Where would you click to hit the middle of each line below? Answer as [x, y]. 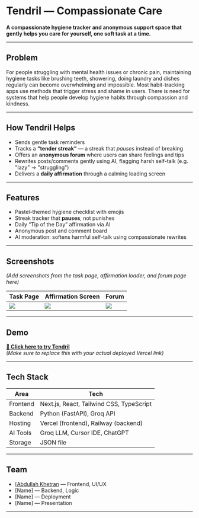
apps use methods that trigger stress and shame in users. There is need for [98, 91]
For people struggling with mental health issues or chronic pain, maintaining [99, 72]
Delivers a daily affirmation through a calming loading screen [90, 174]
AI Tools [20, 433]
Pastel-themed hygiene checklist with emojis [69, 212]
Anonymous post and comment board [61, 231]
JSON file [53, 442]
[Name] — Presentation [43, 503]
